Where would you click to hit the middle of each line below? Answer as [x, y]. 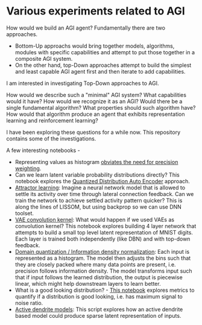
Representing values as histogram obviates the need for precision [96, 162]
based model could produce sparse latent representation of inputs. [98, 315]
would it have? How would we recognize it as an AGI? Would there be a [94, 101]
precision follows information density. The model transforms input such [103, 271]
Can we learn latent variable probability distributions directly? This [97, 175]
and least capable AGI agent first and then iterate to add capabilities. [100, 71]
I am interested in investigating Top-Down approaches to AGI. [83, 83]
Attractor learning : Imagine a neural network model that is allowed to [100, 188]
